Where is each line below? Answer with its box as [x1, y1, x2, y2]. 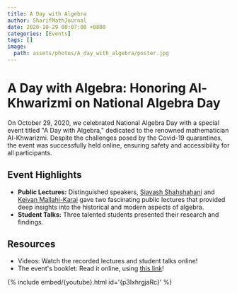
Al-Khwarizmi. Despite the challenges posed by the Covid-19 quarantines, [7, 133, 223, 142]
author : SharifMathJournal [7, 17, 87, 24]
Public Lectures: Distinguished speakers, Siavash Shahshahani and [17, 188, 215, 196]
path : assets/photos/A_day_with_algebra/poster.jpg [13, 50, 170, 57]
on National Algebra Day [74, 95, 221, 112]
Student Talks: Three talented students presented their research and [17, 210, 219, 219]
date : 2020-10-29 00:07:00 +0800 [7, 23, 106, 30]
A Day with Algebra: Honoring [7, 80, 186, 96]
